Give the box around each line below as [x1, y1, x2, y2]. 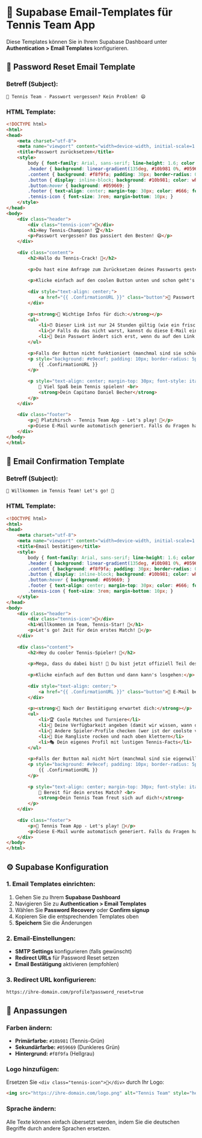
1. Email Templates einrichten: [6, 880, 96, 889]
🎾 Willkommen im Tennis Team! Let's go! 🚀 [6, 488, 114, 494]
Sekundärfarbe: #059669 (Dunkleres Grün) [14, 1044, 120, 1051]
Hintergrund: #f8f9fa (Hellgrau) [14, 1050, 95, 1057]
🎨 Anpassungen [6, 1005, 67, 1015]
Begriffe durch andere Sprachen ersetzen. [6, 1124, 111, 1132]
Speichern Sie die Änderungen [14, 919, 92, 926]
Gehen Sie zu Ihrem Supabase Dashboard [14, 893, 121, 901]
